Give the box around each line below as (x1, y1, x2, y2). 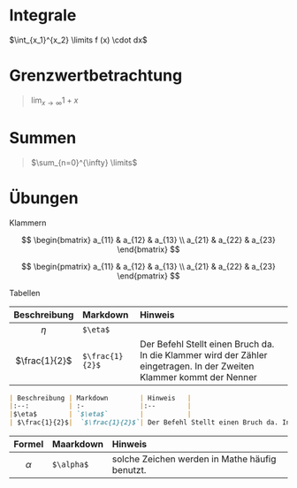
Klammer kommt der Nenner (140, 370, 258, 383)
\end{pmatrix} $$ (117, 271, 180, 281)
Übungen (9, 187, 79, 208)
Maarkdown (51, 438, 104, 451)
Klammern (9, 217, 47, 228)
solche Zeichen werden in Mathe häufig (111, 453, 277, 465)
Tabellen (9, 287, 41, 298)
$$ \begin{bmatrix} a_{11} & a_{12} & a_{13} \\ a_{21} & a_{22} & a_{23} (21, 234, 276, 245)
